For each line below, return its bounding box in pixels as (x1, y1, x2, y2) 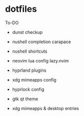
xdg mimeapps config (12, 77, 56, 83)
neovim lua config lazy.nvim (12, 58, 69, 63)
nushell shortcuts (12, 48, 48, 54)
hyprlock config (12, 86, 45, 92)
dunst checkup (12, 29, 43, 35)
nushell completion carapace (12, 38, 71, 45)
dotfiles (5, 3, 37, 15)
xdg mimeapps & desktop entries (12, 105, 80, 111)
